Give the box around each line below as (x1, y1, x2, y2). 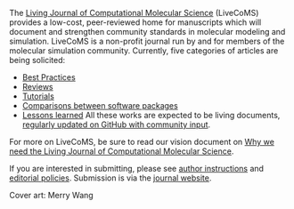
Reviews (21, 82, 53, 92)
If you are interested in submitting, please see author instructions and (9, 164, 265, 173)
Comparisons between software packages (21, 100, 178, 110)
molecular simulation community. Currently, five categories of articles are (9, 45, 279, 56)
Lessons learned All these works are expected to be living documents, (21, 110, 281, 120)
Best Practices (21, 72, 76, 83)
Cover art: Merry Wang (9, 190, 94, 200)
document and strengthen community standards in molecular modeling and (9, 27, 286, 36)
